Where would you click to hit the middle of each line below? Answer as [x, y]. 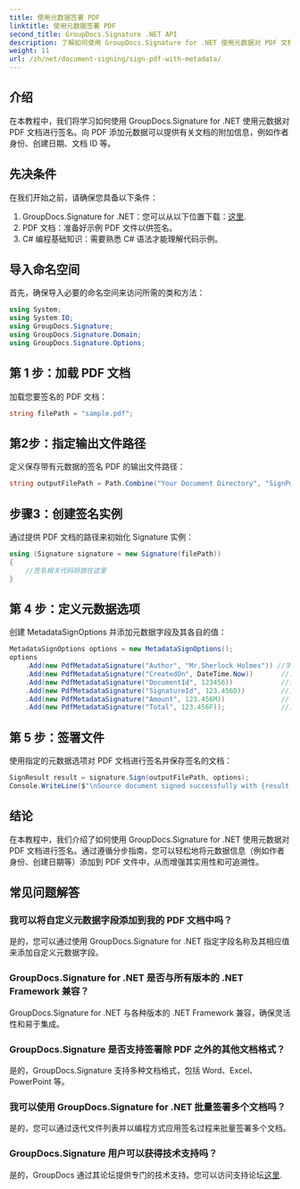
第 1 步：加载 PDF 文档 [70, 374]
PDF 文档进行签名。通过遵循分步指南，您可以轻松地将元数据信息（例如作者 [147, 850]
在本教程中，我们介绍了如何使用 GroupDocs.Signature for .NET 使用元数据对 [150, 839]
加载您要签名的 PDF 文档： [58, 396]
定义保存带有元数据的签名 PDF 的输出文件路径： [97, 467]
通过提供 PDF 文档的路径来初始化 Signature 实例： [102, 537]
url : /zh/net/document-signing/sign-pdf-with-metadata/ [115, 59]
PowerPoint [30, 1081]
